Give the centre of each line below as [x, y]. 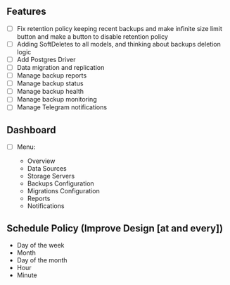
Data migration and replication [60, 67]
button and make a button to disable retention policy [92, 36]
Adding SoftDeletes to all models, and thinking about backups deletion [119, 44]
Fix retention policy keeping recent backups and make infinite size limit [120, 28]
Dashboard [31, 130]
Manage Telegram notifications [62, 107]
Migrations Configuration [63, 191]
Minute [27, 275]
